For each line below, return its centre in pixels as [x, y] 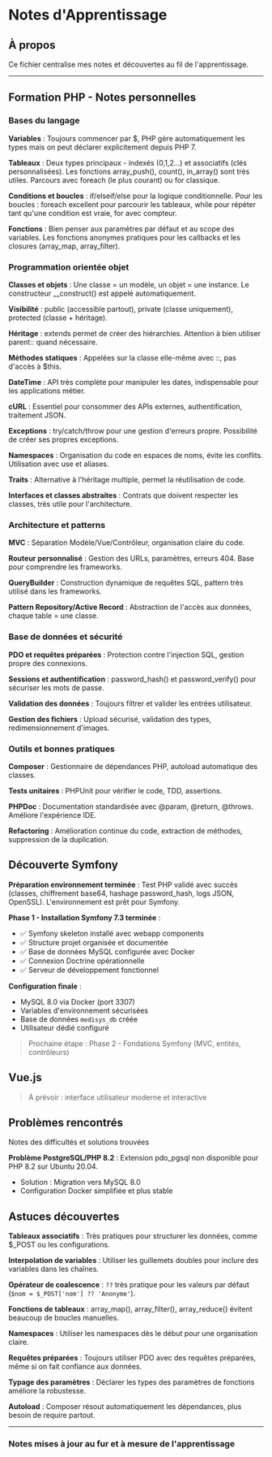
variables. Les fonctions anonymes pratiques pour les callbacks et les [125, 237]
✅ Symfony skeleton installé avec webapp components [112, 933]
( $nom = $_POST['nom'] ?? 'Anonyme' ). [72, 1294]
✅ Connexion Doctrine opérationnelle [82, 961]
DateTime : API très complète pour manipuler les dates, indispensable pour [134, 382]
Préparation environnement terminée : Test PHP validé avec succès [123, 884]
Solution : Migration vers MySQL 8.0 [81, 1182]
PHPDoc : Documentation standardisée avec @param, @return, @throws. [131, 806]
